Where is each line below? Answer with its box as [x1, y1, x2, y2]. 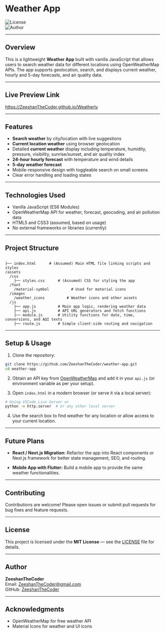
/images [9, 291, 26, 296]
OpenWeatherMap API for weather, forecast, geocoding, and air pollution [12, 209, 160, 215]
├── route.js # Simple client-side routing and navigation [14, 321, 153, 326]
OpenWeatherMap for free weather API [12, 618, 92, 624]
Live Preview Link [5, 91, 60, 99]
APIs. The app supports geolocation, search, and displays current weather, [5, 67, 157, 73]
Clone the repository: [12, 352, 55, 358]
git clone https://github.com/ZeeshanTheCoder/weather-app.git [5, 361, 137, 366]
